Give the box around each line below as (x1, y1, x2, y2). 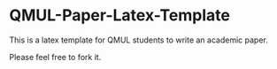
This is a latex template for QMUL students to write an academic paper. (9, 34, 268, 45)
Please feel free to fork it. (9, 51, 102, 62)
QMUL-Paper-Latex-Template (9, 5, 230, 26)
